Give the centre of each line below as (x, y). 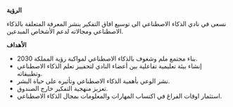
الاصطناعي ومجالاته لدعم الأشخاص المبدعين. (65, 31)
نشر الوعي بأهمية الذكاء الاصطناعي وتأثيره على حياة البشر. (93, 81)
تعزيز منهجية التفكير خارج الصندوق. (62, 88)
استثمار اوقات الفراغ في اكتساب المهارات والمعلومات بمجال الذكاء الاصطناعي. (119, 96)
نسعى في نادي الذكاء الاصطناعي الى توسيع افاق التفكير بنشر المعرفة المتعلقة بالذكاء (116, 24)
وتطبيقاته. (30, 74)
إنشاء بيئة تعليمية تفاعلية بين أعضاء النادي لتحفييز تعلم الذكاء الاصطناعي (109, 66)
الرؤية (14, 10)
